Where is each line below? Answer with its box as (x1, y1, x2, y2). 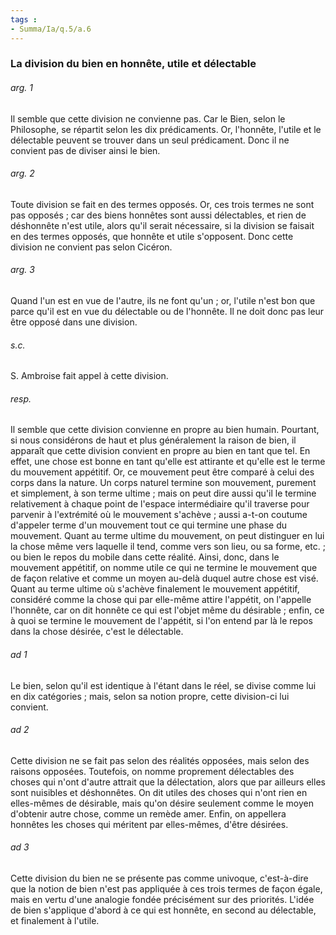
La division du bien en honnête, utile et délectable (10, 57, 257, 71)
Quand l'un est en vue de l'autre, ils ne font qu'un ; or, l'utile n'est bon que (10, 295, 316, 307)
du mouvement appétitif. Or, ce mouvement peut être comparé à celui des (10, 466, 315, 478)
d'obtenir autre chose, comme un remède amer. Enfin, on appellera (10, 807, 287, 820)
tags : (10, 14, 38, 25)
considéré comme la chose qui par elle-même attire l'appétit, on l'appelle (10, 594, 312, 606)
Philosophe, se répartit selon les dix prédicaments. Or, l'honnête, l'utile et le (10, 123, 322, 135)
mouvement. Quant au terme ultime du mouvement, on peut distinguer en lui (10, 530, 325, 542)
